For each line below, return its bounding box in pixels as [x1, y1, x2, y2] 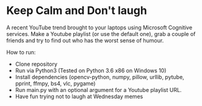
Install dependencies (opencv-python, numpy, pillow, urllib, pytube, [15, 73, 184, 80]
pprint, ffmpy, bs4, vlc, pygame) [15, 80, 96, 87]
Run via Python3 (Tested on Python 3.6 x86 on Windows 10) [15, 66, 167, 74]
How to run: [6, 48, 36, 55]
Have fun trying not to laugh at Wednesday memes [15, 93, 143, 100]
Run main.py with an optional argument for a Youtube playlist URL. [15, 86, 182, 93]
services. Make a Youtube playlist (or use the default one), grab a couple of [6, 30, 196, 37]
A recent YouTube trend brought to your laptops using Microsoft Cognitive [6, 24, 193, 31]
